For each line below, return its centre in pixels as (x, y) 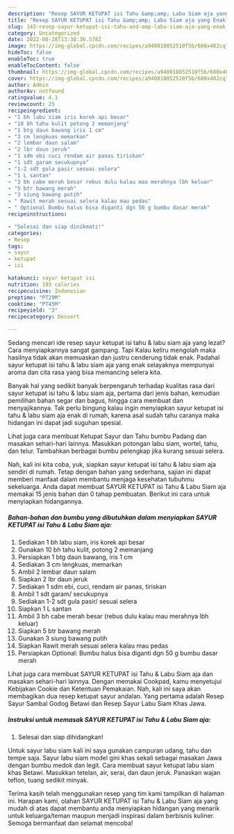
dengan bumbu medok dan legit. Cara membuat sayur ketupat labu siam (111, 765)
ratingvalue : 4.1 (33, 98)
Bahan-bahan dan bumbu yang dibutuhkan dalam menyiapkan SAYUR (112, 517)
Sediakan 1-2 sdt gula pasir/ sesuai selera (77, 601)
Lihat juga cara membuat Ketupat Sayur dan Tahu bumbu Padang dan (107, 436)
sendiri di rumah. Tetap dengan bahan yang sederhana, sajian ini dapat (109, 472)
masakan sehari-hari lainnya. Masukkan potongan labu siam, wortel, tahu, (113, 443)
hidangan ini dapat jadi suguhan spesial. (65, 423)
